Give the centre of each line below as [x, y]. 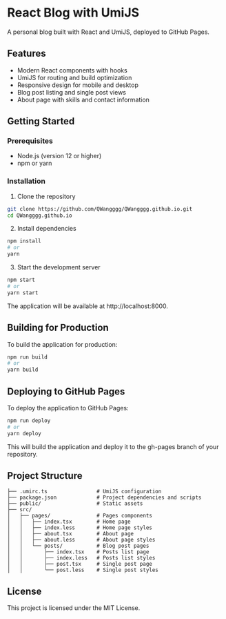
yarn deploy [24, 433]
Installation [27, 181]
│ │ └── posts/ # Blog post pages [78, 546]
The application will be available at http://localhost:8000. [88, 306]
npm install [24, 241]
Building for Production [58, 328]
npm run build [28, 357]
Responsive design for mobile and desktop [78, 85]
